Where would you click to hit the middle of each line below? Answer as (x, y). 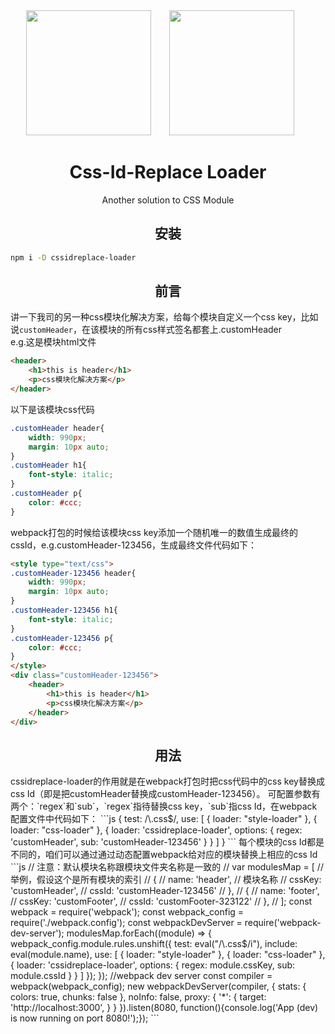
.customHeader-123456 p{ (62, 638)
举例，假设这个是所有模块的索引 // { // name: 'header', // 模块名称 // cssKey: (166, 880)
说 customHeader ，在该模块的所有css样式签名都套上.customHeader (146, 330)
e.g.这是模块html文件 (53, 342)
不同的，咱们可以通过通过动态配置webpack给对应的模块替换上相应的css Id (164, 855)
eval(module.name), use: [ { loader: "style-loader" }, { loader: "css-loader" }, (168, 955)
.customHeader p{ (46, 494)
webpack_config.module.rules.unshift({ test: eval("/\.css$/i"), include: (154, 944)
